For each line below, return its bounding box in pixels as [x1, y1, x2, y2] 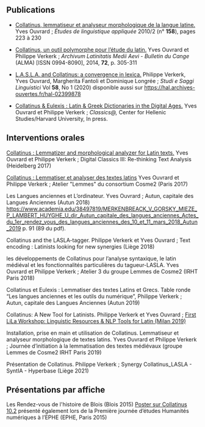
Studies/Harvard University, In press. [15, 115, 108, 122]
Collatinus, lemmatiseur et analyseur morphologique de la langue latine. [15, 21, 196, 28]
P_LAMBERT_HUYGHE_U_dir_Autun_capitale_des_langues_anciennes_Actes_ [6, 211, 199, 219]
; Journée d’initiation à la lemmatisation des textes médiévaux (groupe [6, 342, 183, 349]
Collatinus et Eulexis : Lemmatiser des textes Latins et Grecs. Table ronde [6, 286, 191, 293]
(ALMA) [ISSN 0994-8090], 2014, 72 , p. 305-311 [15, 59, 137, 66]
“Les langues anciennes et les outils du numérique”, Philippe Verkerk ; [6, 293, 182, 300]
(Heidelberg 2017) [6, 162, 52, 169]
